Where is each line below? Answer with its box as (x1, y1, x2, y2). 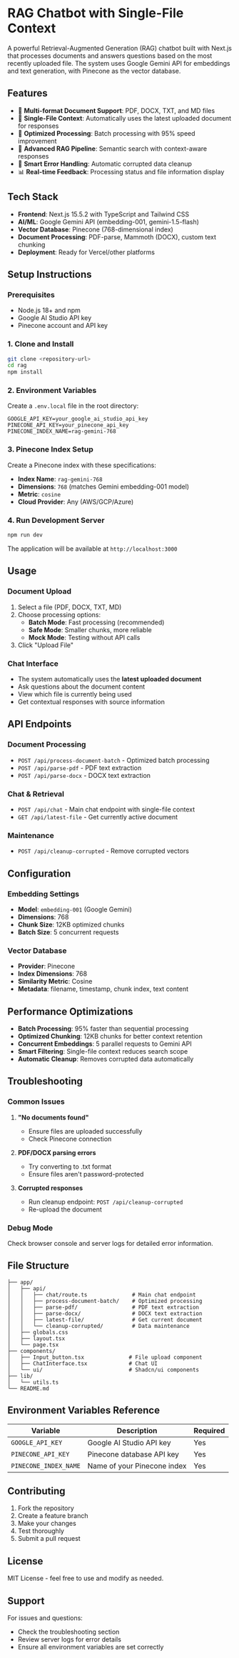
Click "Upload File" (17, 641, 73, 649)
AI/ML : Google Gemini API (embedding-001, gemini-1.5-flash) (17, 217, 200, 226)
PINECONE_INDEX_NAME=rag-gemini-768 (7, 428, 116, 435)
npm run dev (7, 531, 43, 539)
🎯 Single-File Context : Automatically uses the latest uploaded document (17, 114, 232, 122)
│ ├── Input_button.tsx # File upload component (7, 1354, 203, 1361)
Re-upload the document (28, 1205, 102, 1214)
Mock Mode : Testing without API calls (28, 633, 141, 641)
